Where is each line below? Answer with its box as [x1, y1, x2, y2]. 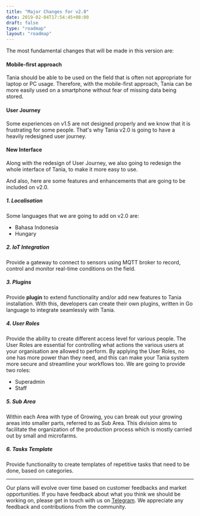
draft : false [6, 20, 39, 26]
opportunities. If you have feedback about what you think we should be [6, 490, 181, 498]
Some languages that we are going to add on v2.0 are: [6, 212, 140, 219]
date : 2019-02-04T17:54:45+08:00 [6, 14, 89, 20]
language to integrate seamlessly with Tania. [6, 306, 115, 313]
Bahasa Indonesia [14, 224, 59, 231]
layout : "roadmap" [6, 31, 52, 37]
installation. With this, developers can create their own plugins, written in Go [6, 300, 193, 307]
